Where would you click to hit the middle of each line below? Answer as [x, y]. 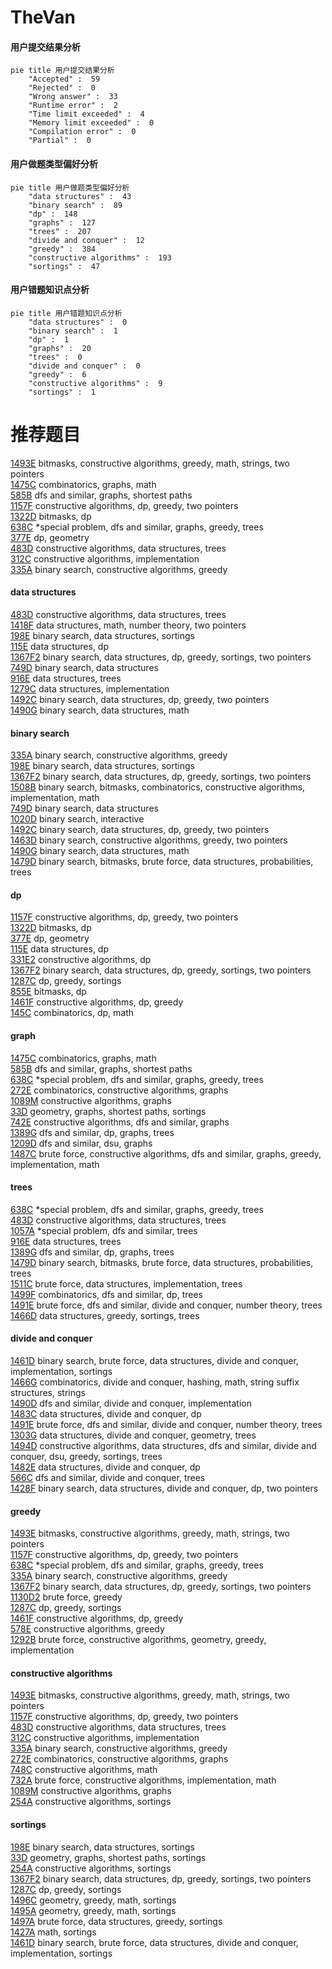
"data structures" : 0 [78, 322]
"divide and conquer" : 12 [86, 240]
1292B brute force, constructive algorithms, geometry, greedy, [138, 1640]
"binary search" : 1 [73, 331]
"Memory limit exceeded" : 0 [91, 123]
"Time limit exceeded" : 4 [86, 114]
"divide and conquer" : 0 [84, 366]
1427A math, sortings [53, 1932]
